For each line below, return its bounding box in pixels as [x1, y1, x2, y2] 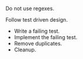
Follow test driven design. [5, 16, 68, 23]
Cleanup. [14, 46, 36, 53]
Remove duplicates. [14, 40, 62, 47]
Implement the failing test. [14, 34, 78, 40]
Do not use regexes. [5, 5, 54, 12]
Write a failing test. [14, 27, 60, 34]
